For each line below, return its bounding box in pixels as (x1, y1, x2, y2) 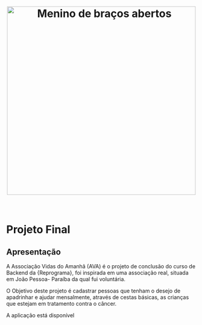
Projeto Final (6, 223, 71, 236)
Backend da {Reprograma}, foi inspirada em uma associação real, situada (6, 269, 189, 276)
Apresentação (6, 247, 62, 257)
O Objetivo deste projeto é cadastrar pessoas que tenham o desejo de (6, 287, 181, 294)
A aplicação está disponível (6, 311, 75, 319)
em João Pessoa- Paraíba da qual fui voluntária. (6, 275, 125, 283)
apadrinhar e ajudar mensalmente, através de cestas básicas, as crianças (6, 293, 189, 301)
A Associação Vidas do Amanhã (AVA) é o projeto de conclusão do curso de (6, 262, 196, 270)
